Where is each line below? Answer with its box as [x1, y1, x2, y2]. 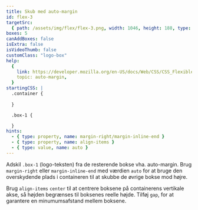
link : [16, 69, 31, 75]
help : [6, 58, 19, 64]
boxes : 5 [6, 31, 28, 36]
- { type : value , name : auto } [11, 145, 88, 151]
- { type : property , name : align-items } [11, 139, 115, 145]
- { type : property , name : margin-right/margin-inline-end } [11, 134, 165, 140]
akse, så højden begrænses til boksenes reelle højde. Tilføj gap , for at [6, 191, 174, 198]
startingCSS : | [6, 85, 44, 91]
